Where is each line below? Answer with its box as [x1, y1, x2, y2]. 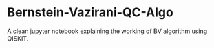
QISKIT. [7, 34, 29, 42]
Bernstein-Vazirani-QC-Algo [7, 5, 173, 20]
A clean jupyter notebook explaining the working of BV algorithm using [7, 27, 208, 35]
